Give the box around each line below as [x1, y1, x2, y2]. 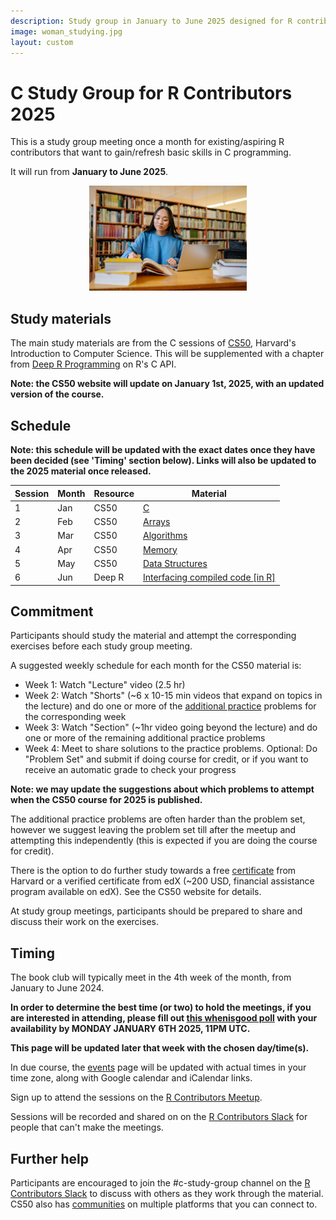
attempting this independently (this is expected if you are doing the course [10, 835, 318, 847]
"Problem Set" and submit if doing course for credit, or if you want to [24, 753, 309, 765]
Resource [93, 487, 135, 499]
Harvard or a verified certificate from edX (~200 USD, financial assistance [10, 875, 315, 887]
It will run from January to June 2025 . [10, 166, 169, 178]
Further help [10, 1150, 90, 1167]
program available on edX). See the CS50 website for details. [10, 886, 262, 898]
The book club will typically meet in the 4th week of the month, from [10, 971, 292, 984]
